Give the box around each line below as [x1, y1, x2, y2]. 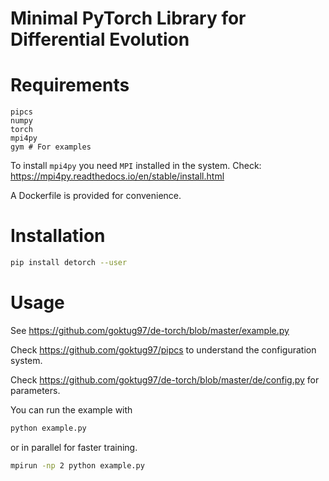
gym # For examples [10, 142, 92, 152]
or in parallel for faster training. [10, 441, 138, 453]
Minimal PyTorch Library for [10, 7, 247, 30]
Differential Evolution [10, 28, 190, 51]
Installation [10, 225, 106, 247]
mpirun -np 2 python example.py [10, 460, 145, 471]
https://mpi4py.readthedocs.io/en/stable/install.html [10, 170, 225, 182]
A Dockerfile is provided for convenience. [10, 190, 182, 202]
